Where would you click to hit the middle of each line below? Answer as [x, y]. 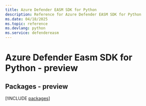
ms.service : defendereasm [32, 33]
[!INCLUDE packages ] [28, 98]
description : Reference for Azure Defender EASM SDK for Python [73, 14]
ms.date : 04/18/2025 [27, 19]
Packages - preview [37, 86]
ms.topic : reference [27, 24]
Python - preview [42, 68]
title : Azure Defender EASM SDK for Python [51, 10]
